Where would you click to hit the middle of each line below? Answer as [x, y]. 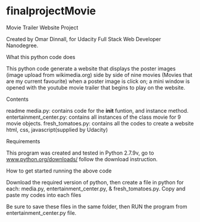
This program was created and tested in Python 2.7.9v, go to [80, 153]
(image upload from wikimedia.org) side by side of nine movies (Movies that [99, 75]
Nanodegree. [22, 45]
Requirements [23, 141]
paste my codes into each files [44, 195]
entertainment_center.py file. [41, 212]
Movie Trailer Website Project [42, 27]
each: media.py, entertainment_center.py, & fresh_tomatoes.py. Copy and [96, 189]
